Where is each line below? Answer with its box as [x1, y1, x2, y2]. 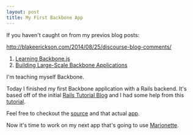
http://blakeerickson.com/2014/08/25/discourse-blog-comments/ [6, 43, 172, 50]
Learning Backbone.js [15, 55, 70, 62]
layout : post [6, 9, 40, 15]
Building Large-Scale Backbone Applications [15, 61, 128, 69]
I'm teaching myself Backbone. [6, 73, 84, 80]
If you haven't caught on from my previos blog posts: [6, 31, 140, 38]
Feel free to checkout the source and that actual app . [6, 109, 140, 117]
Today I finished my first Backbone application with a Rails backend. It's [6, 85, 188, 92]
